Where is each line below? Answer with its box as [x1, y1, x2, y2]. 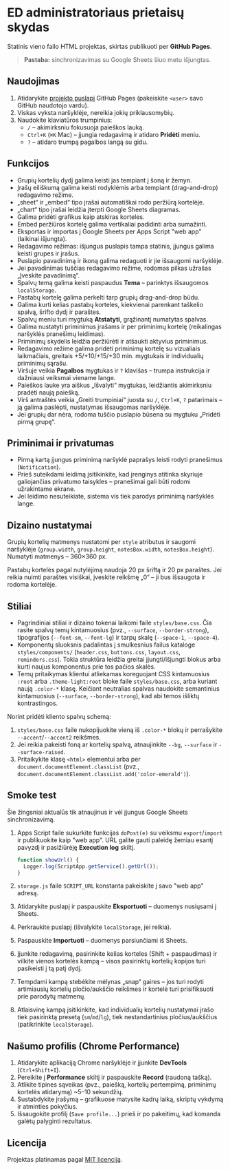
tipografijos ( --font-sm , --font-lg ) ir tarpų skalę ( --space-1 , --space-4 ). [16, 634, 220, 641]
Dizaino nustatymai [7, 519, 93, 531]
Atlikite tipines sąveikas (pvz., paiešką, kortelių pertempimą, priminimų [16, 1080, 216, 1089]
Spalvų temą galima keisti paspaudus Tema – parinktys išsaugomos [16, 278, 209, 286]
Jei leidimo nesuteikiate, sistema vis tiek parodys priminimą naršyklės [16, 492, 214, 501]
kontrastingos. [16, 699, 58, 707]
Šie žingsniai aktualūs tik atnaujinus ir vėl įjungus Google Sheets [7, 808, 188, 816]
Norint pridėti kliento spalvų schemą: [7, 713, 111, 720]
